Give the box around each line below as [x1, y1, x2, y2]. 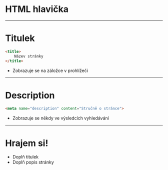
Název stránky [14, 53, 43, 58]
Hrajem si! [5, 137, 48, 148]
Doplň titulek [12, 154, 39, 160]
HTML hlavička [5, 3, 69, 15]
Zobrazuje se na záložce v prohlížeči [12, 67, 88, 73]
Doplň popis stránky [12, 159, 54, 165]
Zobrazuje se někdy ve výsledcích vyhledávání [12, 115, 109, 121]
